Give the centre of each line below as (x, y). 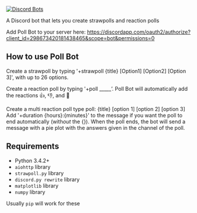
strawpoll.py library (39, 173)
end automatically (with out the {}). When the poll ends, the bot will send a (96, 122)
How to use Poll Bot (42, 57)
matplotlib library (37, 185)
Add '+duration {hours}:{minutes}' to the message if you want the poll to (94, 115)
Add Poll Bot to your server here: (46, 32)
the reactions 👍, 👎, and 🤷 (38, 95)
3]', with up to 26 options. (38, 77)
